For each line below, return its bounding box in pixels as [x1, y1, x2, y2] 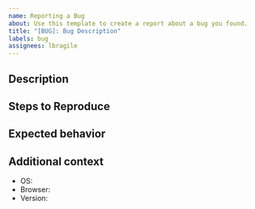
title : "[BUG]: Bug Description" [8, 27, 121, 35]
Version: [19, 194, 49, 203]
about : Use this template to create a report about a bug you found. [8, 19, 249, 28]
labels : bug [8, 34, 49, 43]
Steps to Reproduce [8, 99, 111, 113]
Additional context [8, 155, 104, 168]
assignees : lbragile [8, 42, 79, 50]
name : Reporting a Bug [8, 11, 85, 20]
